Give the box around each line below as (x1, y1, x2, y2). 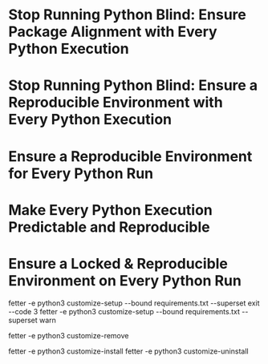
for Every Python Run (8, 164, 154, 182)
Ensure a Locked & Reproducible (8, 254, 229, 273)
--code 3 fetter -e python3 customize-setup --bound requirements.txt (8, 306, 241, 316)
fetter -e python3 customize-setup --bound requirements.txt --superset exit (8, 298, 260, 308)
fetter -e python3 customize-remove (8, 330, 129, 340)
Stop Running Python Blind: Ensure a (8, 76, 258, 95)
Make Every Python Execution (8, 200, 213, 219)
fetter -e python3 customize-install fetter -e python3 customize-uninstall (8, 346, 249, 356)
